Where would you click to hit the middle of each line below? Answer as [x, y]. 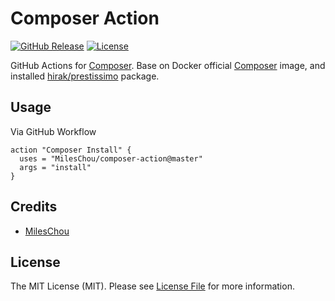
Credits [34, 207]
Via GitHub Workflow [53, 131]
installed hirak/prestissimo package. [85, 76]
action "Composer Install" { [71, 150]
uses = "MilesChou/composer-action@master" [111, 158]
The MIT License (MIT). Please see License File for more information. [152, 286]
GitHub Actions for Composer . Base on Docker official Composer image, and [168, 65]
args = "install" [55, 167]
